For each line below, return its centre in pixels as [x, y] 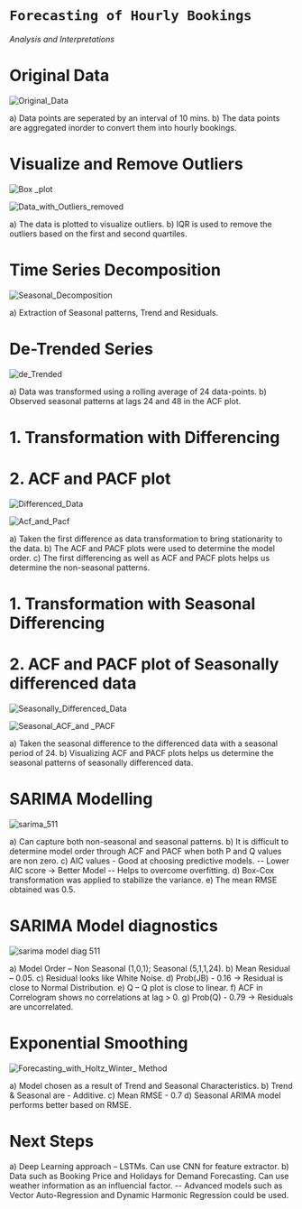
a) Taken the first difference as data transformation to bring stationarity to [146, 539]
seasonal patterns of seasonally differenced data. [101, 762]
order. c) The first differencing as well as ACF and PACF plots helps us [140, 558]
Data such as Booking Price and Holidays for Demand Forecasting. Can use [149, 1176]
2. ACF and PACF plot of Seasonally [144, 664]
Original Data [59, 76]
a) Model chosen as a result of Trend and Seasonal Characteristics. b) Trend [151, 1085]
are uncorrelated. [41, 1006]
